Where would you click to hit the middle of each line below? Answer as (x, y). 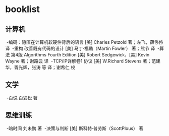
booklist (23, 9)
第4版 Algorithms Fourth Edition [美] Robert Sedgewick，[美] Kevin (80, 55)
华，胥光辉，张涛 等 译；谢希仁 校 (40, 67)
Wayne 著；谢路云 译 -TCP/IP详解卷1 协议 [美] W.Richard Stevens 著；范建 (83, 61)
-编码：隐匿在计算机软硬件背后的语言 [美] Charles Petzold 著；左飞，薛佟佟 (85, 42)
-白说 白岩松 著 (22, 98)
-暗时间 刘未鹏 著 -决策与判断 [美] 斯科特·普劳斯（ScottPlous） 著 (75, 128)
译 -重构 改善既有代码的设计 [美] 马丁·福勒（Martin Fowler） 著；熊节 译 (80, 48)
